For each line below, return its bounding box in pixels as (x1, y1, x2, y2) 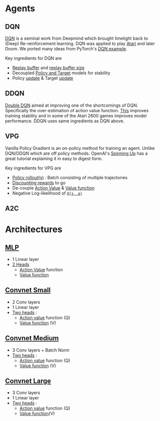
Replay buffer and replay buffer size (12, 65, 85, 70)
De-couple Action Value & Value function (12, 185, 94, 191)
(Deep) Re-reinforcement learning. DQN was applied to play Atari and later (5, 41, 155, 47)
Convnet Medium (5, 334, 59, 343)
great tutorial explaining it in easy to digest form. (5, 155, 103, 162)
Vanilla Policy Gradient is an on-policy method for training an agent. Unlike (5, 145, 155, 151)
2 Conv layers (12, 299, 41, 305)
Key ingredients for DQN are (5, 55, 62, 61)
